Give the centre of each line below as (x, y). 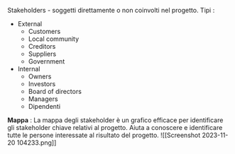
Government (47, 61)
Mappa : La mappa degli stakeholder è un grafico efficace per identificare (115, 120)
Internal (29, 69)
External (30, 24)
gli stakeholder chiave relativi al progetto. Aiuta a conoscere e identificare (115, 128)
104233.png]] (37, 143)
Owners (40, 76)
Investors (42, 84)
